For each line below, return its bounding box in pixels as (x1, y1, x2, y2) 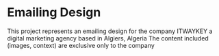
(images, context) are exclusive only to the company (7, 41, 155, 49)
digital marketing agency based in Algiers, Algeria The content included (7, 34, 209, 42)
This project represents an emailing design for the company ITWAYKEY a (7, 27, 213, 35)
